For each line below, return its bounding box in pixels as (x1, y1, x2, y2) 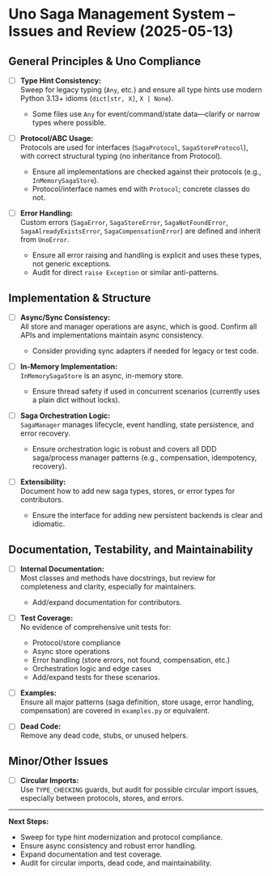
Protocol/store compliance (32, 638, 121, 648)
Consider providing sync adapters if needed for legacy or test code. (32, 346, 259, 356)
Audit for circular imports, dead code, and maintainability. (19, 858, 212, 868)
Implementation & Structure (8, 291, 151, 304)
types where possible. (32, 118, 107, 128)
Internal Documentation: (19, 564, 105, 574)
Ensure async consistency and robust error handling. (19, 841, 197, 851)
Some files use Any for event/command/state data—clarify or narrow (32, 109, 261, 119)
